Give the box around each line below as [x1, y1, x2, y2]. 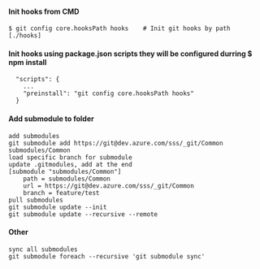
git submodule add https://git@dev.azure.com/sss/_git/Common [8, 139, 223, 147]
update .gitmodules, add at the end [8, 160, 132, 168]
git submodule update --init [8, 203, 107, 211]
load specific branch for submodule [8, 153, 132, 162]
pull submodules [8, 196, 63, 204]
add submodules [8, 132, 60, 140]
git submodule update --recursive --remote [8, 210, 158, 219]
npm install [8, 57, 47, 67]
